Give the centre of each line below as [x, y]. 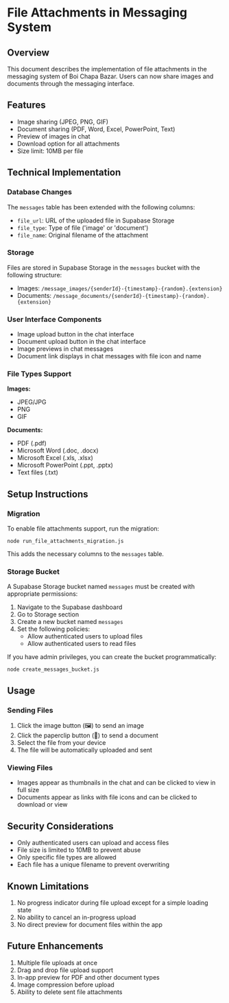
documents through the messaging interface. [71, 83]
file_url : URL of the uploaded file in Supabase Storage [96, 220]
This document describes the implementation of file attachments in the [107, 69]
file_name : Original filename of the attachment [83, 235]
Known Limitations [48, 886]
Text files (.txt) [37, 472]
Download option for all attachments [68, 143]
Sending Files [30, 710]
